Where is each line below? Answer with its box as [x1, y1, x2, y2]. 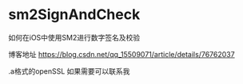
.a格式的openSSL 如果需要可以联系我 [8, 66, 130, 76]
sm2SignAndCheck [8, 6, 141, 24]
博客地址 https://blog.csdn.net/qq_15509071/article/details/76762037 [8, 49, 235, 59]
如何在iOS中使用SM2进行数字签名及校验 [8, 32, 141, 42]
